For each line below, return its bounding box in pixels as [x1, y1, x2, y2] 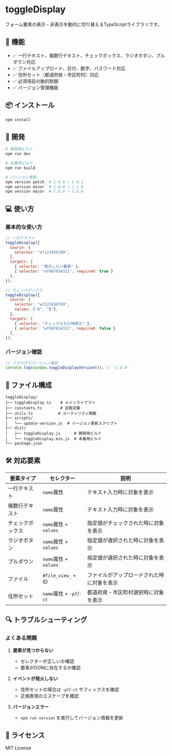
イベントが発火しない [12, 675, 58, 682]
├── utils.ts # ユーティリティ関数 [5, 411, 97, 417]
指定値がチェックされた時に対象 [87, 519, 164, 526]
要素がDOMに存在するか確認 [20, 664, 81, 671]
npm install [5, 117, 31, 122]
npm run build [5, 165, 36, 171]
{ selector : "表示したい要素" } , [14, 264, 80, 269]
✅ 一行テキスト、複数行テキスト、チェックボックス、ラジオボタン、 [12, 52, 156, 59]
